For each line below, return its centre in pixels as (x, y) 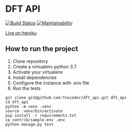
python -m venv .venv (28, 107)
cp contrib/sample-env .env (35, 120)
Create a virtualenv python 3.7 (45, 66)
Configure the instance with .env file (51, 83)
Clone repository (30, 61)
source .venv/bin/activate (34, 111)
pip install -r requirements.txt (41, 115)
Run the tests (27, 88)
